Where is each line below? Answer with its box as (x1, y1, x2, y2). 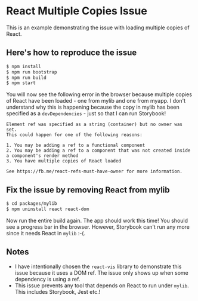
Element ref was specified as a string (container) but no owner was (6, 121, 183, 128)
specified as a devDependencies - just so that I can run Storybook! (6, 110, 166, 117)
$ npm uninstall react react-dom (6, 206, 89, 212)
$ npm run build (6, 75, 47, 81)
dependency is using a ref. (14, 275, 81, 282)
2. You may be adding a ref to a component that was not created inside (6, 148, 191, 153)
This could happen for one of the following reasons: (6, 132, 143, 138)
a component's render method (6, 153, 79, 159)
